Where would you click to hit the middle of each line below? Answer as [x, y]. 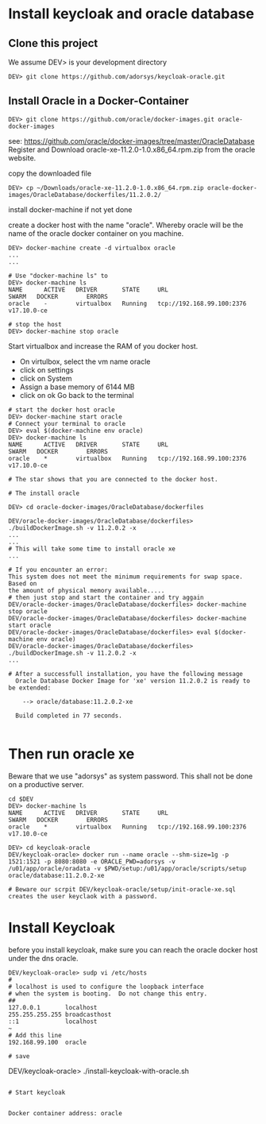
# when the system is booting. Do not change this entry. [108, 994]
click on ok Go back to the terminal [77, 395]
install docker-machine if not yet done [70, 209]
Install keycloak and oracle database [131, 14]
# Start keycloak [37, 1092]
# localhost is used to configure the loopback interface [106, 987]
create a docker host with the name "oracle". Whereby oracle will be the [126, 225]
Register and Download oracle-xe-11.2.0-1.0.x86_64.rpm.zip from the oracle [132, 149]
